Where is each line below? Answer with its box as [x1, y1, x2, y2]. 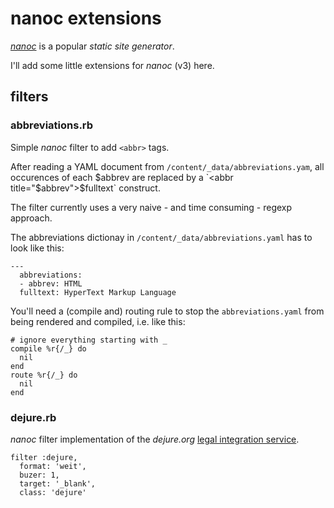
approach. [10, 212, 53, 224]
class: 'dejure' [19, 487, 87, 497]
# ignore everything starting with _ [10, 335, 168, 345]
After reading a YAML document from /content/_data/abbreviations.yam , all [10, 160, 325, 172]
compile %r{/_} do [10, 343, 87, 354]
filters [10, 88, 49, 106]
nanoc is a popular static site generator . [10, 40, 175, 52]
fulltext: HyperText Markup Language [19, 287, 177, 297]
